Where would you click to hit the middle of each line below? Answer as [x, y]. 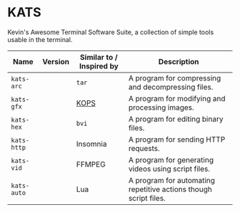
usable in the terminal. [40, 39]
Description [179, 61]
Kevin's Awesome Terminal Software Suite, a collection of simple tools [111, 32]
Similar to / [99, 57]
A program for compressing [175, 78]
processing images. [161, 107]
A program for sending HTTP [177, 139]
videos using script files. [169, 169]
